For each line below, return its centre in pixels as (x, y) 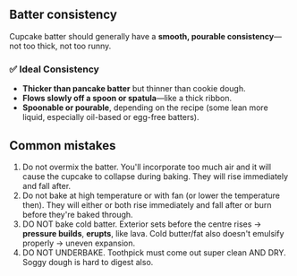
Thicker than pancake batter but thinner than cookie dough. (134, 89)
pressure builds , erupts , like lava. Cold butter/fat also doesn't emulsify (153, 233)
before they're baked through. (77, 214)
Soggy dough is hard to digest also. (88, 262)
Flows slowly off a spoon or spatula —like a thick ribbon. (127, 99)
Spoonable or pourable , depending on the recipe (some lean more (145, 108)
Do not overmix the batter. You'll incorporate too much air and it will (146, 167)
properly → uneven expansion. (79, 243)
